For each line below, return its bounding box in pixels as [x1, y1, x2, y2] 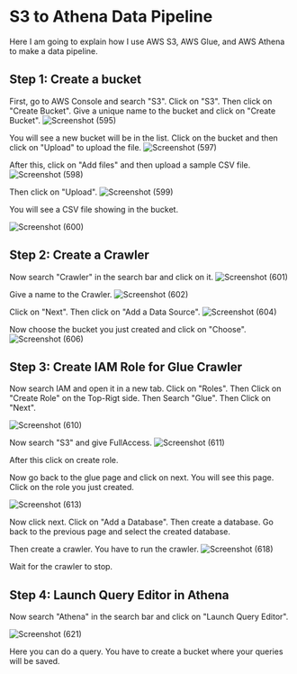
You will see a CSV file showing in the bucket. [9, 204, 178, 214]
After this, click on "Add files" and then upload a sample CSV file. [9, 159, 251, 170]
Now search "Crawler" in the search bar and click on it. [9, 271, 214, 282]
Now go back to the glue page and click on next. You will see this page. [9, 472, 274, 483]
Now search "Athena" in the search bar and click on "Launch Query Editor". [9, 611, 289, 623]
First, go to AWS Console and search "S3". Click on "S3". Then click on [9, 96, 273, 106]
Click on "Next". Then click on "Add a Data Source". [9, 306, 201, 317]
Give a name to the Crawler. [9, 288, 112, 299]
